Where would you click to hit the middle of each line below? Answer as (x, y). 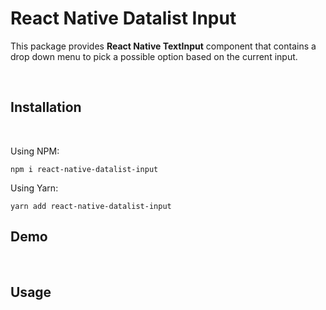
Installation (46, 107)
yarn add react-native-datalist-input (91, 206)
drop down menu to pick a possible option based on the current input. (154, 56)
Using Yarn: (34, 188)
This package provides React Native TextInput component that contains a (163, 46)
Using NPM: (35, 151)
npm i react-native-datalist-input (84, 169)
